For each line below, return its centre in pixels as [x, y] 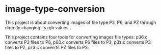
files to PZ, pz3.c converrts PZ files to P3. [47, 47]
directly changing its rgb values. [38, 27]
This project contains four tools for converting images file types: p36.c [76, 37]
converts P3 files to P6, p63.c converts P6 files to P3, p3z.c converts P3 [78, 42]
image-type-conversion [55, 9]
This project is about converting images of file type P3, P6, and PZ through [80, 22]
